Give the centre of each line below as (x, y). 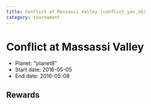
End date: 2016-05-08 (42, 76)
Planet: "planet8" (36, 63)
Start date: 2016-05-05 (43, 70)
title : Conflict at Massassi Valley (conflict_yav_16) (76, 12)
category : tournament (33, 17)
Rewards (23, 95)
